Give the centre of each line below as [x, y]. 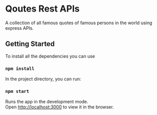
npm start [17, 91]
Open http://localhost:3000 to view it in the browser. [60, 107]
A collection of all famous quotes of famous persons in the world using [79, 23]
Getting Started [30, 44]
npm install [20, 68]
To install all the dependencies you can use [50, 56]
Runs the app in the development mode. [47, 102]
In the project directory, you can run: [43, 79]
